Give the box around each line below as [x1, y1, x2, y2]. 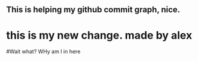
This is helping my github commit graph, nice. [6, 5, 181, 15]
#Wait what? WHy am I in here [6, 48, 81, 55]
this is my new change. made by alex [6, 28, 193, 42]
